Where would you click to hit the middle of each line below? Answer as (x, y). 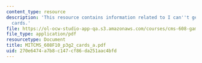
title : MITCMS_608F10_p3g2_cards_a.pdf (56, 46)
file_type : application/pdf (41, 34)
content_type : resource (36, 12)
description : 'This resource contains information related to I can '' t (98, 17)
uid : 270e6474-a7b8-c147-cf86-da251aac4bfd (62, 51)
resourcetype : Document (36, 40)
